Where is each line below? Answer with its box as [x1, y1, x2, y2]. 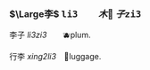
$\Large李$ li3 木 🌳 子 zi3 [9, 7, 142, 19]
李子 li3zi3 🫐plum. [9, 29, 91, 41]
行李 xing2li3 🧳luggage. [9, 51, 102, 62]
